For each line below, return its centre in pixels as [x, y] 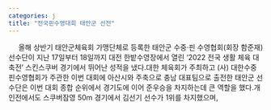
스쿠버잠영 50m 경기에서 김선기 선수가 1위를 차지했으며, [131, 97]
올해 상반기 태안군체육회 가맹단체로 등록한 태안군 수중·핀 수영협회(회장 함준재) [141, 47]
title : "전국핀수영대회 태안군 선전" [62, 23]
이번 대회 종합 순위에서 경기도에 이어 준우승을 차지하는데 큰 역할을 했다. [142, 87]
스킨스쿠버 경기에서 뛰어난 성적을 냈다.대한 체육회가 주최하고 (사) [127, 67]
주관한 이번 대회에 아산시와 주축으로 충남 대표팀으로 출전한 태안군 [152, 77]
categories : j [32, 16]
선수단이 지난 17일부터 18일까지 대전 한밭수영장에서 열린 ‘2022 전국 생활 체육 [129, 57]
